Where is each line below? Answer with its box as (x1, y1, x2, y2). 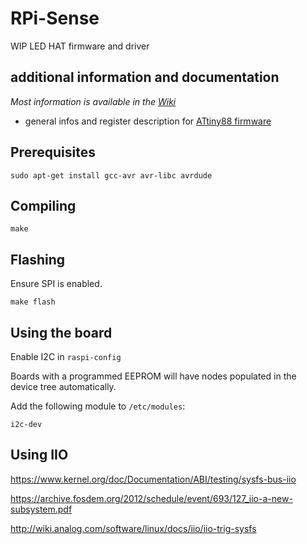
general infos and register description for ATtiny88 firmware (24, 115, 272, 127)
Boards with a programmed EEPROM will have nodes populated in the (10, 370, 297, 382)
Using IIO (10, 447, 69, 464)
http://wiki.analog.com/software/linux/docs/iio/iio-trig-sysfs (10, 522, 257, 534)
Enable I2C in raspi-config (10, 351, 122, 362)
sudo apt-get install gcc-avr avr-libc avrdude (10, 170, 213, 181)
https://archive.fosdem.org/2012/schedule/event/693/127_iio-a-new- (10, 492, 293, 504)
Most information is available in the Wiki (10, 95, 177, 107)
